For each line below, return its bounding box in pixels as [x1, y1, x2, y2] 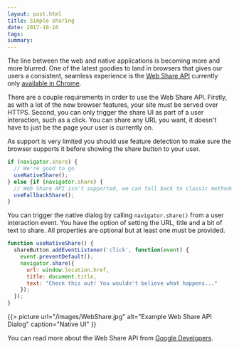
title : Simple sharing [7, 17, 75, 24]
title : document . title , [26, 273, 97, 280]
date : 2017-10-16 [7, 24, 59, 31]
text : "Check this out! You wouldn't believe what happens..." [26, 279, 218, 287]
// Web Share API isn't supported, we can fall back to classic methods [14, 184, 234, 192]
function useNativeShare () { [7, 240, 94, 247]
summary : [7, 37, 33, 44]
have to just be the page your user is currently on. [7, 123, 154, 132]
